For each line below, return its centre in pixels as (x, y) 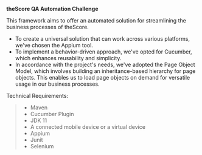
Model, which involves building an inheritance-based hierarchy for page (105, 71)
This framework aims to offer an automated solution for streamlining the (96, 20)
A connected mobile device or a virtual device (88, 127)
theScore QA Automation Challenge (52, 9)
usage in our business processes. (57, 84)
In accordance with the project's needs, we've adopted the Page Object (105, 64)
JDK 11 (39, 120)
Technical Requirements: (37, 96)
